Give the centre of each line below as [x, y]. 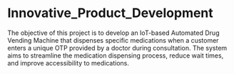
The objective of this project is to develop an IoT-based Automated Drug [113, 33]
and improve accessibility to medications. [68, 63]
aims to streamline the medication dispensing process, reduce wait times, [116, 55]
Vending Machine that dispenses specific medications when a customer [113, 40]
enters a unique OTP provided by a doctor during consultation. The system [117, 48]
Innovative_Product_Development [111, 13]
